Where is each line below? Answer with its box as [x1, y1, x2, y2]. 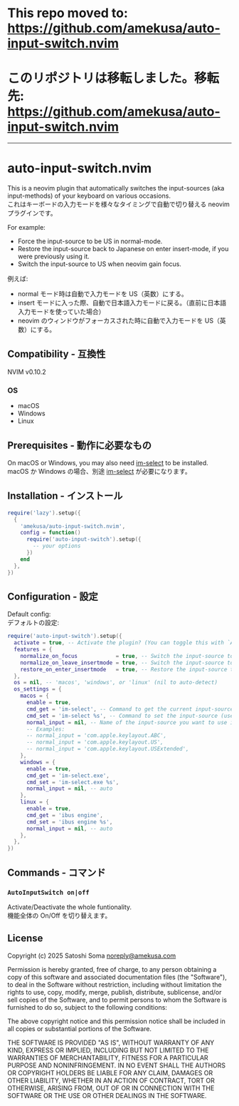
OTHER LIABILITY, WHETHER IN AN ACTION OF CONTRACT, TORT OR [7, 1076, 215, 1085]
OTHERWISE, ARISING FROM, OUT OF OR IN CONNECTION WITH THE [7, 1083, 215, 1092]
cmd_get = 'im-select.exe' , [26, 772, 110, 779]
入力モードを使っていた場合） [17, 308, 105, 316]
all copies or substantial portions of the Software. [7, 1024, 152, 1033]
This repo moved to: [7, 5, 128, 21]
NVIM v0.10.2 [7, 367, 46, 376]
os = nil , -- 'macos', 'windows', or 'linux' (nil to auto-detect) [14, 679, 218, 686]
